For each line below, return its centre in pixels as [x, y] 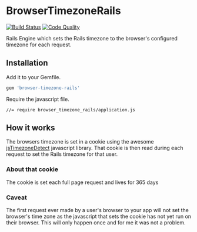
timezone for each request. [39, 45]
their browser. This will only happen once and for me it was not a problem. [96, 223]
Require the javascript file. [38, 99]
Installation [27, 63]
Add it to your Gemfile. [33, 77]
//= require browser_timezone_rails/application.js [71, 110]
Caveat [17, 197]
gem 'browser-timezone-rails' [43, 88]
